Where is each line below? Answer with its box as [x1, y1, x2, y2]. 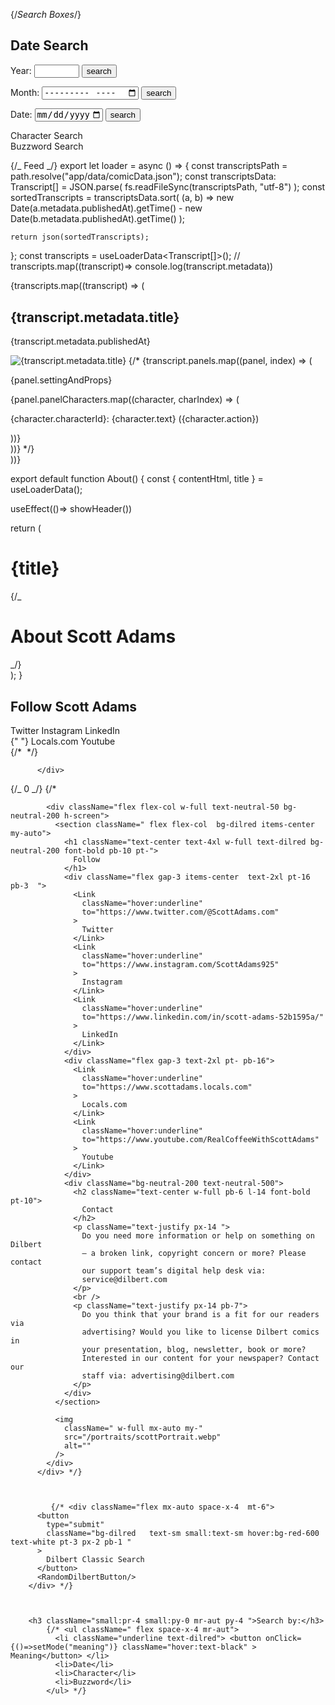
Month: [10, 86, 40, 98]
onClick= [265, 1633, 302, 1643]
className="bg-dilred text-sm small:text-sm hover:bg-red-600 [46, 1528, 320, 1538]
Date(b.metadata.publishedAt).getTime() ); [10, 213, 186, 225]
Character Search [10, 130, 83, 142]
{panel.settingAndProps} [10, 374, 113, 386]
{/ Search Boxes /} [10, 9, 82, 20]
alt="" [63, 1440, 92, 1451]
